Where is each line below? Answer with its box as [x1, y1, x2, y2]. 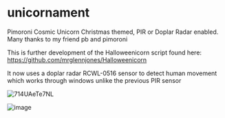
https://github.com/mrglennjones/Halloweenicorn [7, 55, 147, 63]
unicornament [7, 5, 90, 21]
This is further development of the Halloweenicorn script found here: [7, 48, 202, 57]
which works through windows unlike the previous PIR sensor [7, 76, 182, 84]
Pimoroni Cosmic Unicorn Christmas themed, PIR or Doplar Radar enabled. [7, 28, 219, 36]
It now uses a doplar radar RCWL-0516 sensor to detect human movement [7, 69, 217, 77]
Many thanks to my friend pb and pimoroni [7, 35, 128, 43]
